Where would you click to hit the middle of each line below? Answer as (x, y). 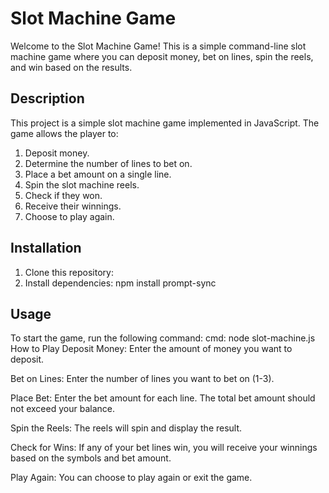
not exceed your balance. (62, 409)
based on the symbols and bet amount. (91, 458)
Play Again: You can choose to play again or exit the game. (131, 478)
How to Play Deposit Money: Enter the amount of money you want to (151, 349)
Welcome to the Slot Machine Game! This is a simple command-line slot (158, 46)
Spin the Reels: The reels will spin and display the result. (126, 428)
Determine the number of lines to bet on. (108, 163)
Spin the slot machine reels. (82, 184)
